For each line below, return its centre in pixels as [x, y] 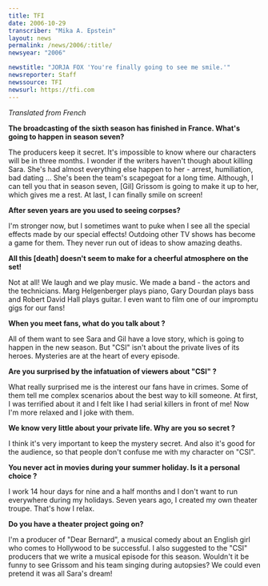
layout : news [30, 38]
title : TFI [26, 16]
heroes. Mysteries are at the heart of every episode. [94, 355]
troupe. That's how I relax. [51, 508]
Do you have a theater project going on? [76, 524]
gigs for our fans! [37, 307]
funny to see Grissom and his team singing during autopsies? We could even [135, 564]
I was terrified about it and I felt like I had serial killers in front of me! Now [129, 403]
